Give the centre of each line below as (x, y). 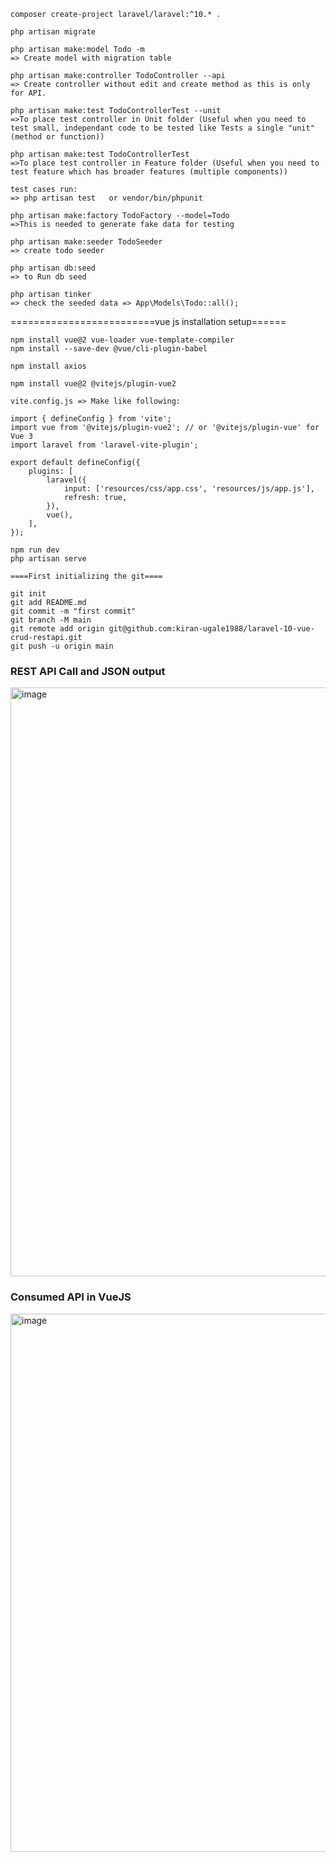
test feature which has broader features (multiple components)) (149, 172)
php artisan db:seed (53, 268)
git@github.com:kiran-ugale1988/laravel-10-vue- (211, 629)
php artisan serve (48, 559)
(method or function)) (57, 137)
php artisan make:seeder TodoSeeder (86, 242)
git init (28, 594)
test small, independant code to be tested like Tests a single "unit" (162, 128)
